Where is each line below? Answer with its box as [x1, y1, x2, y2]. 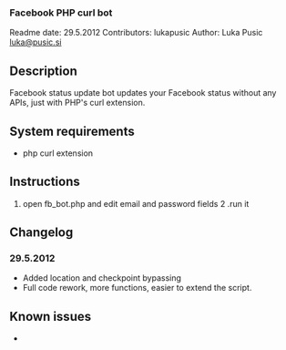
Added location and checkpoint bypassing [22, 273, 182, 283]
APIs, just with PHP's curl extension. [9, 98, 146, 108]
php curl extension [22, 148, 94, 159]
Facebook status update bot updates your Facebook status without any [9, 87, 277, 98]
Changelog [9, 225, 74, 241]
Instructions [9, 174, 80, 190]
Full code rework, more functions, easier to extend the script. [22, 283, 252, 293]
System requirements [9, 123, 135, 139]
